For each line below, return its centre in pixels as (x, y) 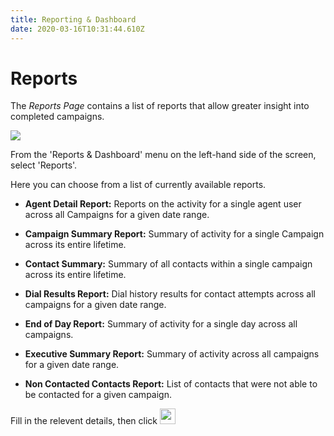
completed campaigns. (57, 117)
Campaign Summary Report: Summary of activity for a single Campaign (174, 234)
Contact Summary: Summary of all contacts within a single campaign (168, 264)
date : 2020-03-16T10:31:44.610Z (77, 29)
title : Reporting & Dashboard (73, 19)
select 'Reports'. (44, 165)
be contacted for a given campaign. (98, 395)
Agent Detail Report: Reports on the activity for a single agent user (163, 204)
